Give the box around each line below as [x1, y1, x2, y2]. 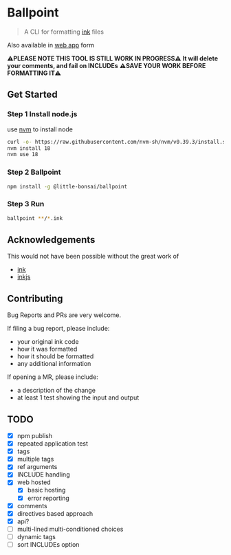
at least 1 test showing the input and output [16, 393, 140, 402]
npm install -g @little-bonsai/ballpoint [7, 183, 128, 190]
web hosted [16, 478, 51, 486]
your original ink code [16, 338, 79, 346]
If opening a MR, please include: [7, 373, 98, 381]
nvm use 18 [7, 151, 38, 158]
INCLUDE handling [16, 470, 70, 479]
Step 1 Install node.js [7, 109, 78, 119]
